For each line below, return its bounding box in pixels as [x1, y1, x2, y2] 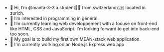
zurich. [9, 10, 24, 16]
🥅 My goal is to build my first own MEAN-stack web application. [9, 36, 141, 42]
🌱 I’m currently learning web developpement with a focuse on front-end [9, 21, 157, 26]
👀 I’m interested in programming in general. [9, 15, 99, 21]
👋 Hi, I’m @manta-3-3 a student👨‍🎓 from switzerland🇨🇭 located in [9, 5, 146, 10]
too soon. [9, 31, 30, 37]
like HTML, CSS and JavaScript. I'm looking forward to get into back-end [9, 26, 160, 31]
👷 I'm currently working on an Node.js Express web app [9, 42, 125, 47]
